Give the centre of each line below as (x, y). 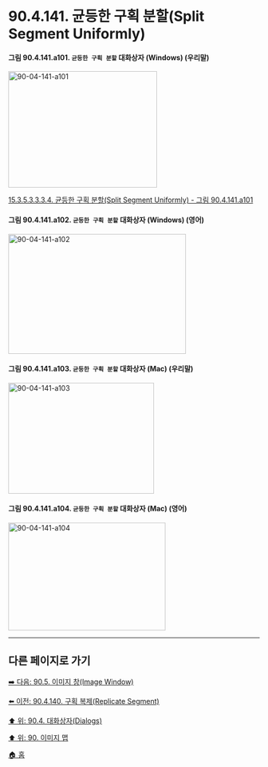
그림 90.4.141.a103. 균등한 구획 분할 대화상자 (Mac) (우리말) (101, 369)
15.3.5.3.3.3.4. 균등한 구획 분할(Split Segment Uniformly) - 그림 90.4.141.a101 (131, 200)
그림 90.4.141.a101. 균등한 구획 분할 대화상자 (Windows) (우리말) (109, 58)
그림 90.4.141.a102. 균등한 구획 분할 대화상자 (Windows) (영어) (106, 220)
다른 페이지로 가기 (49, 661)
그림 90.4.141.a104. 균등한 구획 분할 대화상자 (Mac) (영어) (98, 509)
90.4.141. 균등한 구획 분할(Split (106, 16)
